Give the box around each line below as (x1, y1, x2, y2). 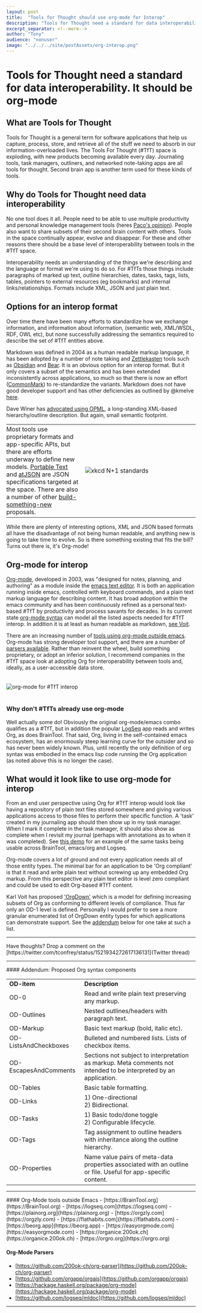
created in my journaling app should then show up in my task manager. (6, 819, 182, 826)
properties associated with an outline (84, 1160, 189, 1169)
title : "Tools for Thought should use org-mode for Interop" (6, 14, 165, 20)
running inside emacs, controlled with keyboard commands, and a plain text (6, 588, 194, 596)
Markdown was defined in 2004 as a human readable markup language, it (6, 349, 189, 356)
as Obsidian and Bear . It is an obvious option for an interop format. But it (6, 361, 185, 368)
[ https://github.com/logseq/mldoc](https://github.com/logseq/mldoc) (14, 1294, 186, 1301)
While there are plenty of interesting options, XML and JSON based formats (6, 523, 194, 530)
